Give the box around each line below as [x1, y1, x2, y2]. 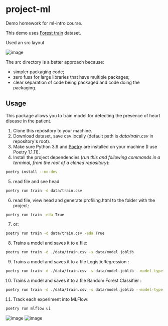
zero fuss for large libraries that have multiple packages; [13, 74, 130, 80]
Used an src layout [6, 39, 45, 46]
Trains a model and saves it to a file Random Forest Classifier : [13, 277, 142, 283]
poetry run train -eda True [6, 212, 65, 217]
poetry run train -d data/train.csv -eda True [6, 231, 105, 236]
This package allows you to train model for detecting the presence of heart [6, 112, 160, 118]
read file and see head [13, 178, 60, 184]
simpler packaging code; [13, 69, 65, 75]
